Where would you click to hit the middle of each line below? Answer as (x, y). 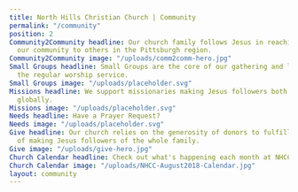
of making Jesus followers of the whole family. (109, 141)
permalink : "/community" (55, 26)
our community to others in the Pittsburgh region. (115, 50)
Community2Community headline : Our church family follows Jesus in (137, 42)
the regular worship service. (73, 75)
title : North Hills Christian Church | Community (103, 17)
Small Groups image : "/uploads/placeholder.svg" (101, 83)
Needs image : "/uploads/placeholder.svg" (87, 125)
